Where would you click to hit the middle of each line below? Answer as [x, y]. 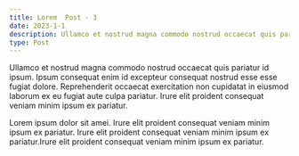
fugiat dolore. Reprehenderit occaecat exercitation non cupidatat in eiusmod [149, 86]
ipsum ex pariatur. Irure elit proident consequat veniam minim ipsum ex [139, 132]
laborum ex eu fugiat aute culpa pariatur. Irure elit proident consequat [137, 96]
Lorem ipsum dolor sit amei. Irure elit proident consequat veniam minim [139, 123]
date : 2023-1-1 [37, 26]
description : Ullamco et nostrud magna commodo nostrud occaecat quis [143, 34]
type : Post [29, 42]
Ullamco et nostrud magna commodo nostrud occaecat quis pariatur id [139, 68]
